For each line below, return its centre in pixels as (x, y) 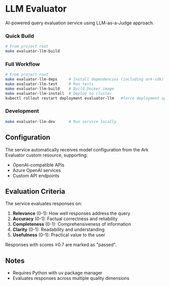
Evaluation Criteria (35, 191)
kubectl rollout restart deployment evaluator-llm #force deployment (82, 98)
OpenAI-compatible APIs (38, 165)
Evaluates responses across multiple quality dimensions (71, 278)
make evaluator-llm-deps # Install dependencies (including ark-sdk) (85, 79)
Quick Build (20, 36)
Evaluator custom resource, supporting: (47, 155)
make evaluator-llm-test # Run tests (50, 84)
